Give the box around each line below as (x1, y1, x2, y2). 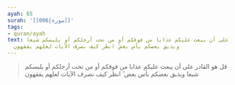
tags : (7, 23, 23, 30)
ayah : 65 (7, 10, 33, 18)
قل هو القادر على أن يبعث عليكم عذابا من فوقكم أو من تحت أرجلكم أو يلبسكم (24, 63, 227, 70)
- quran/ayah (7, 30, 46, 37)
